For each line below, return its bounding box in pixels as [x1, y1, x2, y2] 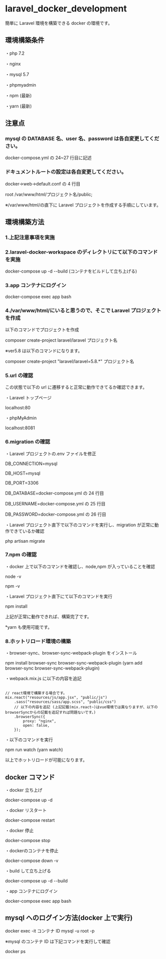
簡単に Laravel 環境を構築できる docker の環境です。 [5, 20, 112, 26]
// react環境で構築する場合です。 [5, 691, 67, 696]
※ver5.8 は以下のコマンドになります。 [5, 348, 83, 354]
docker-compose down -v [5, 858, 58, 863]
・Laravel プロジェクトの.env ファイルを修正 [5, 451, 97, 457]
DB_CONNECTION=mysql [5, 461, 58, 467]
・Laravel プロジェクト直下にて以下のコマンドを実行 [5, 593, 112, 599]
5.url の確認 [5, 372, 33, 379]
